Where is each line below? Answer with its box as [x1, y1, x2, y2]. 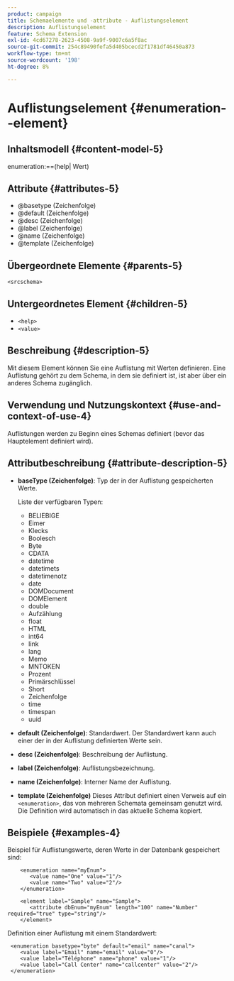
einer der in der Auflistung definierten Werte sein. [17, 736, 163, 745]
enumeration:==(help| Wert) [7, 162, 89, 170]
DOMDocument [28, 586, 74, 595]
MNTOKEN [28, 662, 60, 671]
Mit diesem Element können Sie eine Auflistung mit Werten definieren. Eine [7, 363, 226, 372]
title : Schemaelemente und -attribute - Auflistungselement [7, 17, 189, 24]
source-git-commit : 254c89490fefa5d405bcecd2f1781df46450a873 [7, 43, 195, 50]
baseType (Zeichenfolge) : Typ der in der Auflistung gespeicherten [17, 476, 214, 485]
